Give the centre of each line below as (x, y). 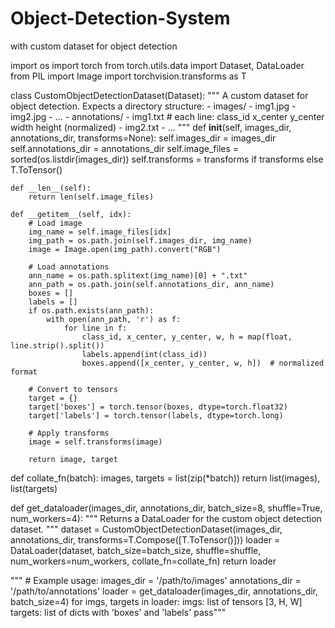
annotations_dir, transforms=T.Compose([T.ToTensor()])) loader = (145, 539)
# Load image (55, 223)
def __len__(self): (51, 188)
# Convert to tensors (73, 389)
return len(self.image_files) (91, 197)
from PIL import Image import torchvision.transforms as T (128, 76)
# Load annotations (69, 267)
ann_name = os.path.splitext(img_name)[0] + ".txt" (138, 275)
